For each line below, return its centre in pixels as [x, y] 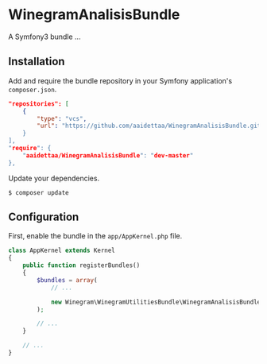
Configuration [44, 217]
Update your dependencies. [54, 178]
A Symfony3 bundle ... [44, 37]
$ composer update [39, 192]
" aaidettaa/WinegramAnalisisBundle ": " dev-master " [108, 155]
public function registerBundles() [81, 265]
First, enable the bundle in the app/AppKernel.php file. [95, 236]
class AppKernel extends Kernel [62, 251]
